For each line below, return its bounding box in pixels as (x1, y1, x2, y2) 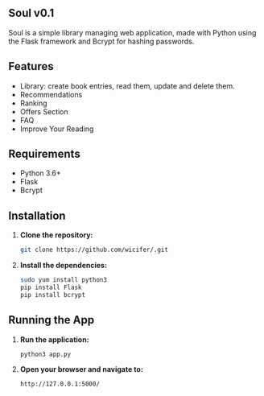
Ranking (19, 98, 47, 108)
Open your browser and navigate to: (19, 365, 143, 374)
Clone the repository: (19, 230, 93, 240)
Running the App (8, 313, 95, 327)
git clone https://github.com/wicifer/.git (19, 245, 169, 254)
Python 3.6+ (19, 168, 62, 178)
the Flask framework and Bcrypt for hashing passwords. (8, 36, 195, 46)
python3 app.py (19, 350, 72, 358)
